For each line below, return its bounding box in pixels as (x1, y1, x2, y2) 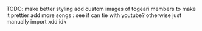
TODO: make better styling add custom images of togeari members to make (6, 5, 197, 12)
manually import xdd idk (6, 18, 67, 25)
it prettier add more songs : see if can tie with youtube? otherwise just (6, 12, 182, 19)
